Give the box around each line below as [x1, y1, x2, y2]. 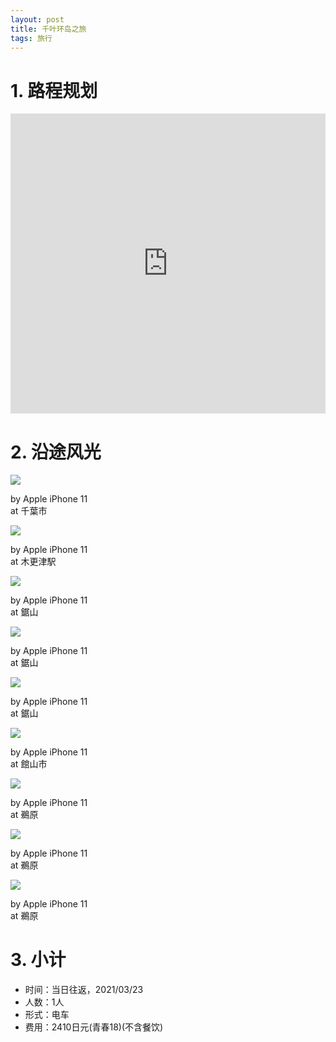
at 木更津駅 [10, 556, 57, 568]
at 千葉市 [10, 505, 48, 517]
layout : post [10, 14, 65, 25]
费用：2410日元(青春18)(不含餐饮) [24, 1021, 164, 1033]
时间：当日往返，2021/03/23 [24, 984, 144, 996]
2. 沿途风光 [10, 441, 102, 463]
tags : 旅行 [10, 33, 53, 43]
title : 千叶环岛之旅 [10, 24, 87, 34]
